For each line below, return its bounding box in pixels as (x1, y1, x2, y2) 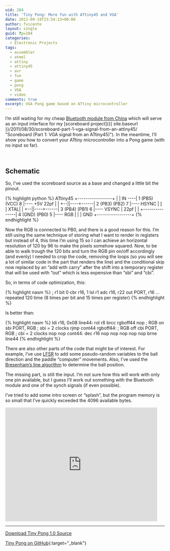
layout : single (5, 26, 37, 31)
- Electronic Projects (10, 40, 58, 46)
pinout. (5, 185, 20, 191)
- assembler (10, 50, 35, 55)
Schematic (5, 166, 40, 175)
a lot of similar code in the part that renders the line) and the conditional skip (5, 259, 164, 265)
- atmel (10, 54, 26, 60)
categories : (5, 36, 30, 41)
